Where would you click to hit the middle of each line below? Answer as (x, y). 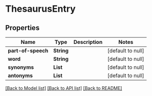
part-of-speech (28, 51)
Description (88, 42)
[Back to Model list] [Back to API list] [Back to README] (64, 88)
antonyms (20, 76)
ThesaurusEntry (41, 9)
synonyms (21, 67)
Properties (22, 28)
